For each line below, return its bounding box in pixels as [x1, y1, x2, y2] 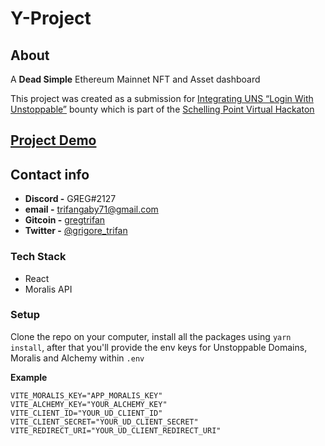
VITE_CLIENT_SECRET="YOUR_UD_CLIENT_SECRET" [10, 417, 199, 427]
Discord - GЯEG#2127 [24, 193, 117, 205]
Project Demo [10, 132, 97, 149]
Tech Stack [10, 250, 67, 264]
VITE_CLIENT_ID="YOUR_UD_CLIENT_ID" [10, 408, 163, 418]
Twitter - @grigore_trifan [24, 225, 128, 237]
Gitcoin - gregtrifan [24, 214, 106, 226]
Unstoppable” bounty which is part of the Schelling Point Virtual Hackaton [10, 103, 315, 115]
